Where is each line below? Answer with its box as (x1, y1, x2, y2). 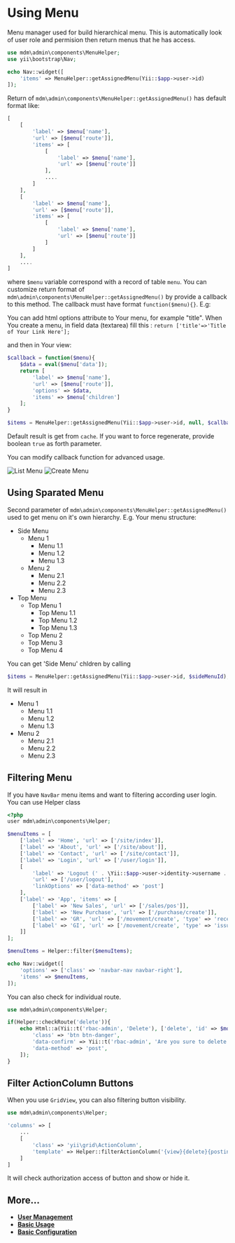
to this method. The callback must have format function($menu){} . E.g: (7, 300, 211, 309)
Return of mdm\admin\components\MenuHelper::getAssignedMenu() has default (7, 94, 227, 102)
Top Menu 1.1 (38, 608, 76, 617)
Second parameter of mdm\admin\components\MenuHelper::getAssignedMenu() (7, 505, 227, 513)
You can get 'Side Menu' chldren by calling (7, 659, 131, 668)
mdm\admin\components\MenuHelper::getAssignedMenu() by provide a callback (7, 293, 227, 301)
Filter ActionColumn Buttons (7, 1077, 134, 1089)
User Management (17, 1213, 73, 1221)
